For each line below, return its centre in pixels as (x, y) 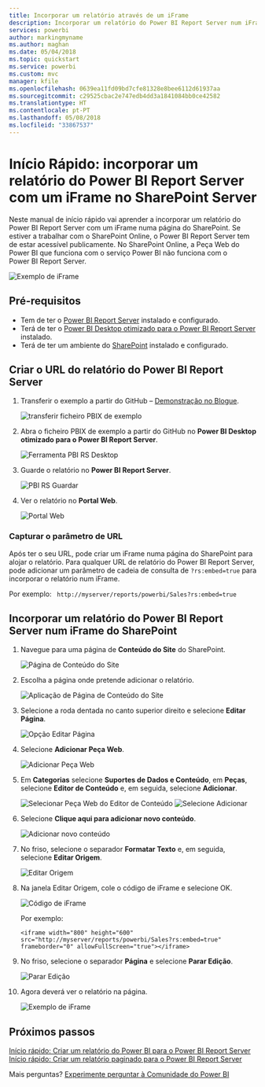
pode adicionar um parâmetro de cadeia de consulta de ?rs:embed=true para (133, 570)
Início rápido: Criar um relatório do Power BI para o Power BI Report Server (130, 1051)
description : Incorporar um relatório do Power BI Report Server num (125, 23)
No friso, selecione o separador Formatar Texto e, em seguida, (123, 849)
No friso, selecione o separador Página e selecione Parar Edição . (127, 961)
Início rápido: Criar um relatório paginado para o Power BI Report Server (125, 1059)
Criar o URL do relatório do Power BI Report (116, 369)
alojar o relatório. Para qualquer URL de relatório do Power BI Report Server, (132, 562)
